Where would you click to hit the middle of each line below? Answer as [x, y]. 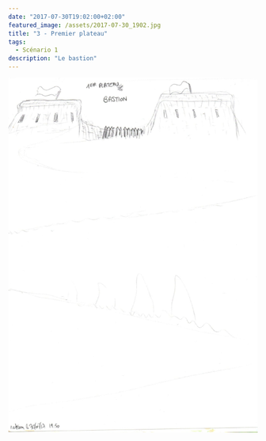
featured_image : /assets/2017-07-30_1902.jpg [84, 25]
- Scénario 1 [37, 50]
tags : [17, 42]
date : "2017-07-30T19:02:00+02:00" [67, 17]
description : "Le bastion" [53, 59]
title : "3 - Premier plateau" [58, 33]
